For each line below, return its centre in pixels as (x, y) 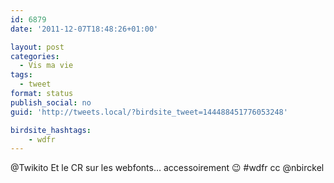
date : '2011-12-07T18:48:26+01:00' (84, 29)
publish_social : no (51, 102)
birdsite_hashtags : (51, 130)
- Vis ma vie (46, 66)
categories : (35, 56)
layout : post (37, 47)
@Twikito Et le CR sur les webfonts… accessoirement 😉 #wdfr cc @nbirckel (167, 168)
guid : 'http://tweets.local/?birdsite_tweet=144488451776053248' (149, 112)
